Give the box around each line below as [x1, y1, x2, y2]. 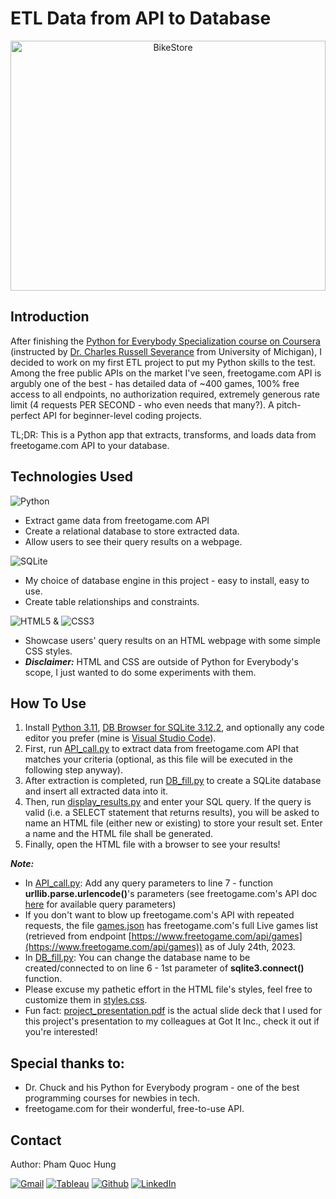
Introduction [10, 308, 90, 326]
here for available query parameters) [24, 898, 177, 911]
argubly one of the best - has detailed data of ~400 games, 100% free [10, 377, 300, 389]
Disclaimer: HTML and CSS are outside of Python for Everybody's [24, 655, 299, 667]
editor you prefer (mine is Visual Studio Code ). [24, 732, 217, 744]
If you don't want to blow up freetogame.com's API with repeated [24, 909, 295, 921]
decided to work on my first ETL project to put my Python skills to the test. [10, 356, 316, 368]
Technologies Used [10, 468, 133, 486]
